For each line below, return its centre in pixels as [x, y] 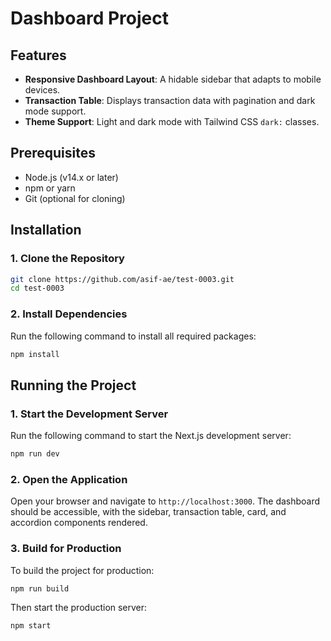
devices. [42, 90]
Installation [46, 230]
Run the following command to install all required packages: [133, 336]
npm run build [40, 588]
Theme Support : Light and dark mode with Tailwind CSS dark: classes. [172, 121]
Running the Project [73, 385]
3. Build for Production [66, 549]
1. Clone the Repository [67, 259]
